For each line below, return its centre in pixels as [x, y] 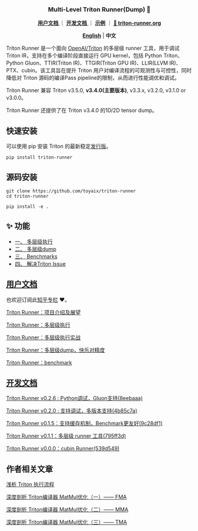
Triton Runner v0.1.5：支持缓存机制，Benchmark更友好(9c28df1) [85, 423]
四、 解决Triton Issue [40, 263]
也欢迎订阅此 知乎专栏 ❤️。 [38, 300]
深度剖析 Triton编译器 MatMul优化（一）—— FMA [66, 497]
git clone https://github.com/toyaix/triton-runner [71, 191]
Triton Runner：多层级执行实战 [43, 337]
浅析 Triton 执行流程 [30, 484]
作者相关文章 [30, 469]
